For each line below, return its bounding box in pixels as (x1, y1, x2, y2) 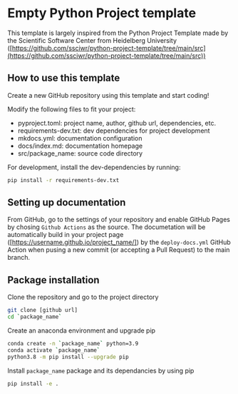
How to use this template (7, 72, 120, 84)
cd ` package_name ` (7, 313, 62, 320)
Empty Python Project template (7, 5, 197, 21)
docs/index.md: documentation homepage (17, 141, 143, 150)
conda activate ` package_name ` (7, 346, 100, 354)
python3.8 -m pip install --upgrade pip (7, 353, 130, 360)
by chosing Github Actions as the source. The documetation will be (7, 223, 206, 231)
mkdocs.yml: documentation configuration (17, 133, 143, 142)
